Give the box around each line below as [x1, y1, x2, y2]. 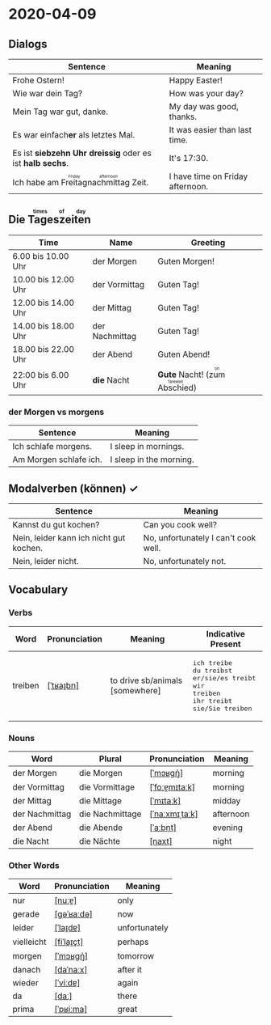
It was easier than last [169, 125, 252, 135]
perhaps [117, 936, 149, 947]
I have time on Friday [169, 171, 248, 182]
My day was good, [169, 101, 240, 112]
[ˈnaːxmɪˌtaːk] [148, 808, 199, 820]
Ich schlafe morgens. [12, 441, 92, 452]
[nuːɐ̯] [53, 895, 77, 906]
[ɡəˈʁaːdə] [53, 909, 93, 920]
